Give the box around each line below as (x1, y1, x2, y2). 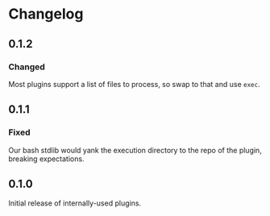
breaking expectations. (8, 154, 85, 164)
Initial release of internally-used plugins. (8, 198, 142, 208)
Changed (8, 61, 46, 73)
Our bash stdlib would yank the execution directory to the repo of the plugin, (8, 145, 262, 155)
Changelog (8, 5, 84, 23)
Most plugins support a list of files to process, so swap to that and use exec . (8, 79, 260, 89)
